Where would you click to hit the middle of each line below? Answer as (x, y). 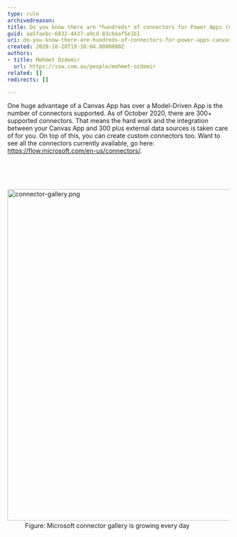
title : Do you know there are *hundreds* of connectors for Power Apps (115, 27)
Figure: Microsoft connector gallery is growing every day (108, 526)
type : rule (23, 14)
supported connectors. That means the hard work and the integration (108, 121)
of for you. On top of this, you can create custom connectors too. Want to (114, 136)
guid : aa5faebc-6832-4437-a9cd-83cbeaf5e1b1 (74, 34)
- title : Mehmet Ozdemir (44, 60)
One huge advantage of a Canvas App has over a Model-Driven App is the (115, 106)
